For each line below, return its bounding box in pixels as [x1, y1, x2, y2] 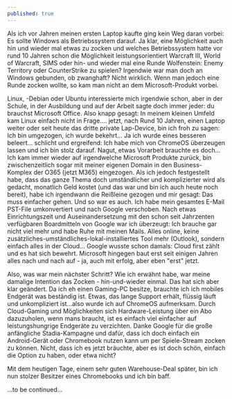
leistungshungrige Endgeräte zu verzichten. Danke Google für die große [7, 321, 213, 330]
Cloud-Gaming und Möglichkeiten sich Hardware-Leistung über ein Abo [7, 307, 213, 315]
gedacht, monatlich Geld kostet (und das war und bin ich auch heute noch [7, 182, 219, 191]
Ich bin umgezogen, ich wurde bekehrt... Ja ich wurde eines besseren [7, 131, 206, 139]
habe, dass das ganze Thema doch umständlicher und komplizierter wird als [7, 175, 225, 184]
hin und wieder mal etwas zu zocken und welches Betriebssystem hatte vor [7, 44, 223, 52]
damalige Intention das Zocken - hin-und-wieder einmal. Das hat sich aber [7, 277, 220, 285]
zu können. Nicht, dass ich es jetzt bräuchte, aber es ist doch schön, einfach [7, 343, 226, 352]
